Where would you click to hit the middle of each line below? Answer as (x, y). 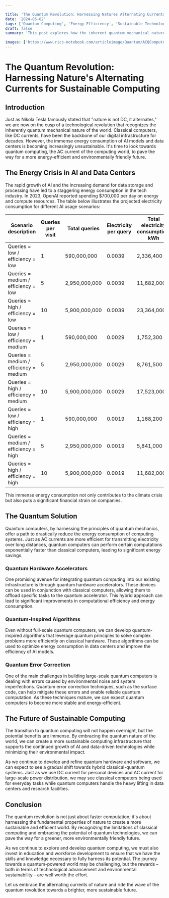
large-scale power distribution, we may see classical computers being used (83, 778)
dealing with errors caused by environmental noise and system (70, 681)
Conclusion (24, 804)
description (22, 231)
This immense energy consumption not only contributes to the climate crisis (84, 495)
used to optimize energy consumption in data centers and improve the (78, 646)
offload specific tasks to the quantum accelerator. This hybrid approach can (84, 595)
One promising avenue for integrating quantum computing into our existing (82, 579)
